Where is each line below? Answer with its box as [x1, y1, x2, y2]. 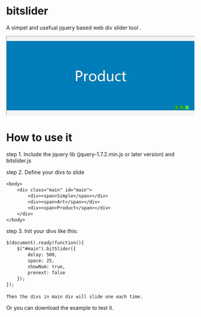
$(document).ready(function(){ [6, 240, 84, 246]
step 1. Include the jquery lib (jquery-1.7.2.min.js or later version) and [6, 150, 175, 158]
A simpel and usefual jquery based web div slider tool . [6, 24, 142, 31]
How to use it [6, 131, 73, 144]
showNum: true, [28, 264, 66, 270]
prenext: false [28, 270, 66, 276]
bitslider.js [6, 157, 32, 164]
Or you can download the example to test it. [6, 304, 114, 311]
